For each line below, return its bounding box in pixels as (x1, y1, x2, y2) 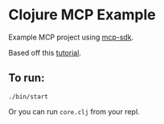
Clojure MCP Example (8, 6, 157, 24)
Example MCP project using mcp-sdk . (8, 32, 134, 42)
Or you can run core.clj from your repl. (8, 106, 140, 116)
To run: (8, 71, 45, 85)
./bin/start (8, 93, 48, 101)
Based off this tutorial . (8, 48, 82, 57)
